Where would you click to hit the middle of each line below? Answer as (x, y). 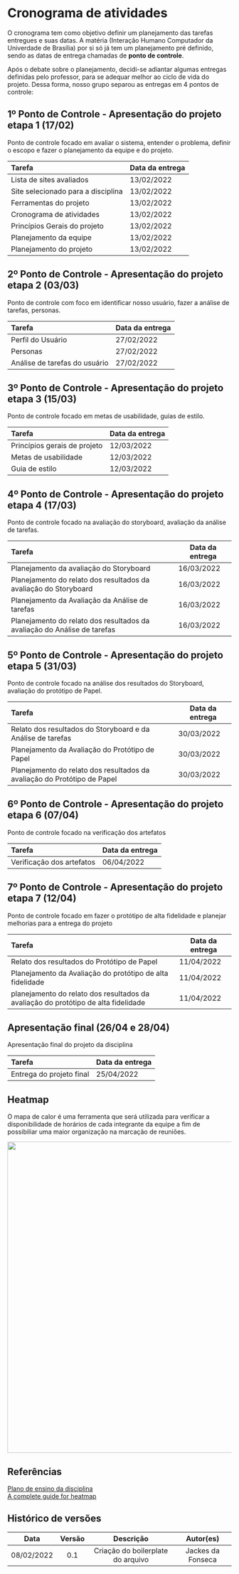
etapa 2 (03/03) (43, 286)
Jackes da (203, 1551)
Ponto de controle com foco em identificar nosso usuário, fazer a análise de (118, 302)
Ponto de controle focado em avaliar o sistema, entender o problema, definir (119, 142)
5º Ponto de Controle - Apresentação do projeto (116, 655)
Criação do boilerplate (131, 1551)
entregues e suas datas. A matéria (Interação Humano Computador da (110, 40)
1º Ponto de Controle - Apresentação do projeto (115, 114)
